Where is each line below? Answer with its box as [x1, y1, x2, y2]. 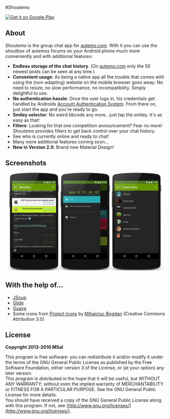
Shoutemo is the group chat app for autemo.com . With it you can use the [5, 42, 157, 48]
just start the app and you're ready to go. [12, 106, 98, 112]
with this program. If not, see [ [5, 403, 69, 409]
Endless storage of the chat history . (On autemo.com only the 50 [12, 63, 151, 69]
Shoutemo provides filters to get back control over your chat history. [12, 128, 156, 134]
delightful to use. [12, 90, 48, 96]
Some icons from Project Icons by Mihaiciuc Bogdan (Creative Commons [12, 310, 165, 317]
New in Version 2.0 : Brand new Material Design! [12, 144, 114, 150]
